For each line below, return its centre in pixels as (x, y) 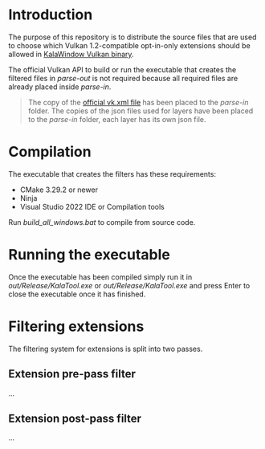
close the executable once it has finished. (77, 294)
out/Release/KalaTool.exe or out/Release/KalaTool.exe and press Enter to (129, 285)
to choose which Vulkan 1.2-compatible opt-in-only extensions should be (129, 45)
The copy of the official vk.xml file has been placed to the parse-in (138, 102)
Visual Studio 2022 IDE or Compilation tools (92, 206)
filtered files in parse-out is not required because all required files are (123, 78)
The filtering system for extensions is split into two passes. (106, 349)
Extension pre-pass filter (72, 374)
